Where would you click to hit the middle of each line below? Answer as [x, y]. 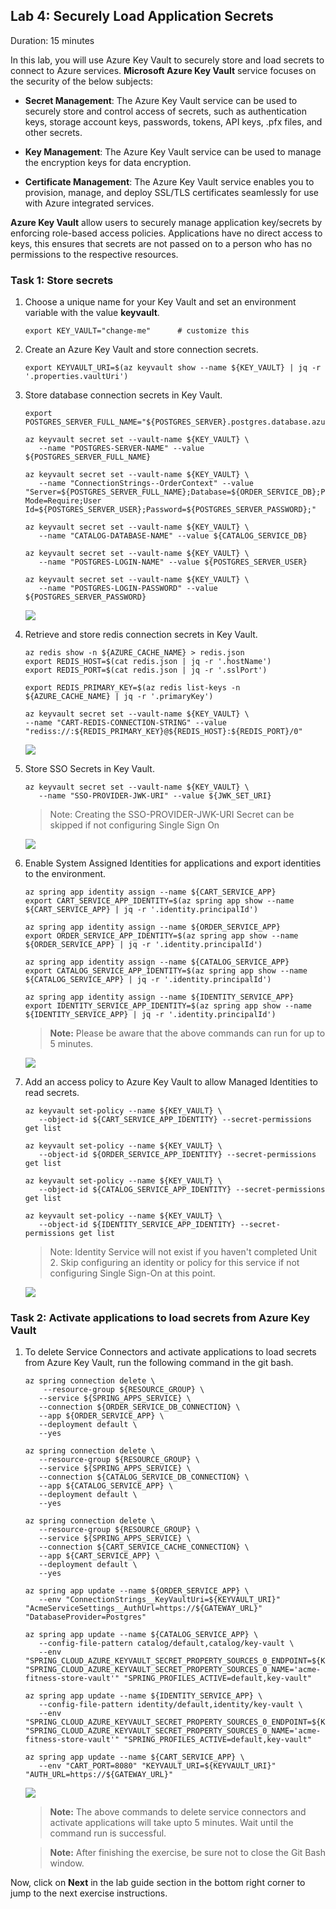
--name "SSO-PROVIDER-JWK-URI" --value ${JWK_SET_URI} [155, 796]
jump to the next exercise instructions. [89, 1893]
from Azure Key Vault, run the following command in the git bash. [159, 1363]
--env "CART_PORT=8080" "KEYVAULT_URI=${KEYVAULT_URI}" [157, 1766]
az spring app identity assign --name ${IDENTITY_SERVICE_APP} [159, 997]
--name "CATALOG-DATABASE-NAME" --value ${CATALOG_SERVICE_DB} [173, 536]
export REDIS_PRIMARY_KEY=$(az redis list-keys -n [132, 688]
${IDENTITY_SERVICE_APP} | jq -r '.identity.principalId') [150, 1015]
